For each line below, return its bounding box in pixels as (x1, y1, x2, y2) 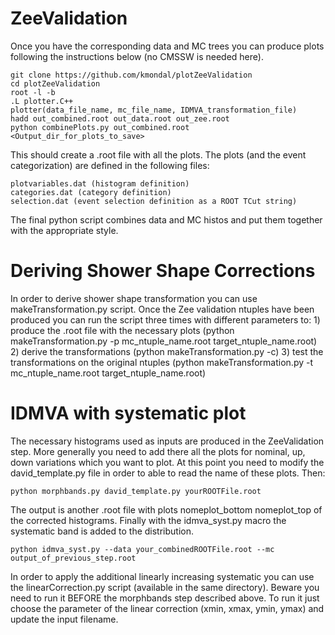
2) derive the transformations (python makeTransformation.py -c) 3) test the (10, 345, 324, 357)
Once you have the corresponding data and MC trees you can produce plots (10, 40, 325, 52)
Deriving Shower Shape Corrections (10, 260, 316, 282)
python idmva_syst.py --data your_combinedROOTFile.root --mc (10, 544, 275, 554)
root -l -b (10, 87, 56, 97)
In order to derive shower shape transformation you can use (10, 292, 258, 304)
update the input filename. (10, 613, 119, 625)
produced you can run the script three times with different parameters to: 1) (10, 313, 321, 326)
